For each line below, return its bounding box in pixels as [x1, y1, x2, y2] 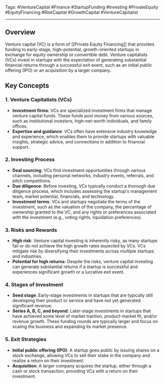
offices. [12, 123, 28, 129]
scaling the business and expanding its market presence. [12, 324, 128, 329]
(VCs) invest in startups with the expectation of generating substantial [5, 56, 146, 63]
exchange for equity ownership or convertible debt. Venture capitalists [5, 52, 148, 57]
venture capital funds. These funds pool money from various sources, [12, 112, 154, 118]
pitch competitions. [12, 178, 52, 184]
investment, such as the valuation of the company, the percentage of [12, 204, 152, 210]
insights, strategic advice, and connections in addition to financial [12, 138, 145, 144]
